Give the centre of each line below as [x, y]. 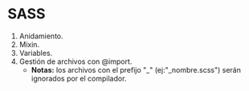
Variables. [36, 53]
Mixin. [29, 44]
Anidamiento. [41, 36]
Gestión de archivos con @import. [76, 61]
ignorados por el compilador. [79, 78]
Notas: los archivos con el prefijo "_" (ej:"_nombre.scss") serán [136, 69]
